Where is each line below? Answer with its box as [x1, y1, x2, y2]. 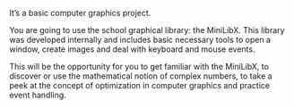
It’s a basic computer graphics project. [9, 8, 151, 18]
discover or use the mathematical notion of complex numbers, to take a [9, 71, 272, 81]
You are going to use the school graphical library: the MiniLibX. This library [9, 25, 285, 35]
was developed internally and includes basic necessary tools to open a [9, 35, 272, 45]
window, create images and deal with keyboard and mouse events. [9, 44, 255, 54]
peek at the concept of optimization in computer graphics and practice [9, 80, 271, 90]
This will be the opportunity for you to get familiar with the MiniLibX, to [9, 62, 269, 71]
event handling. [9, 89, 67, 100]
